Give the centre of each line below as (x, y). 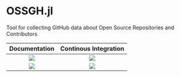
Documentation (32, 48)
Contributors (22, 33)
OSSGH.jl (30, 11)
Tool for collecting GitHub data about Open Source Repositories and (90, 27)
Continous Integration (92, 48)
